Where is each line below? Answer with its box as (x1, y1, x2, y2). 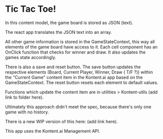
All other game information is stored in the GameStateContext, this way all (5, 38, 155, 45)
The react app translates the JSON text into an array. (5, 29, 112, 35)
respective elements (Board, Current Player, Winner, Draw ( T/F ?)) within (5, 69, 153, 75)
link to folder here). (5, 94, 44, 100)
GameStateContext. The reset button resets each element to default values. (5, 80, 159, 85)
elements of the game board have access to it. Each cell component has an (5, 44, 158, 50)
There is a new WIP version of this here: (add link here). (5, 118, 118, 124)
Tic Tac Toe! (5, 3, 57, 15)
